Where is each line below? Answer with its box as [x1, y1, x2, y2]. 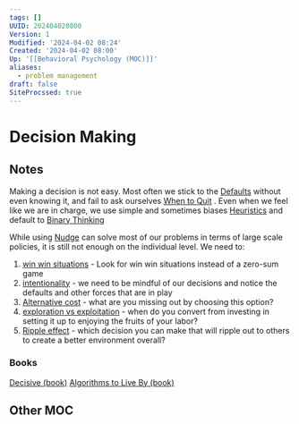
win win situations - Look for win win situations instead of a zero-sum [21, 259, 279, 269]
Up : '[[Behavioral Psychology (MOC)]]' [9, 55, 158, 64]
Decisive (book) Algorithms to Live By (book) [9, 377, 175, 387]
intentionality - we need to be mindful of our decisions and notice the [21, 277, 278, 288]
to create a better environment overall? [21, 335, 166, 345]
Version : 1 [9, 30, 50, 38]
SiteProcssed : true [9, 88, 82, 97]
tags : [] [9, 13, 42, 22]
